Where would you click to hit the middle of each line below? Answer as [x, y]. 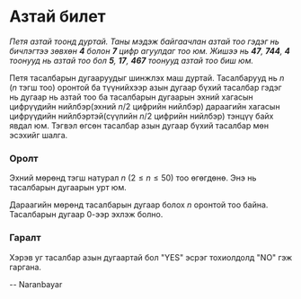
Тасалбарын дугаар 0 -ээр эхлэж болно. [86, 215]
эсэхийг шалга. [39, 135]
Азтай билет [58, 17]
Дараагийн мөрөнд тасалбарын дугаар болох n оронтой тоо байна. [139, 205]
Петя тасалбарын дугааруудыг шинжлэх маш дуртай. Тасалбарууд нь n [147, 77]
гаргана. [26, 267]
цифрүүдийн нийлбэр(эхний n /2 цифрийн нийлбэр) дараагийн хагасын [145, 106]
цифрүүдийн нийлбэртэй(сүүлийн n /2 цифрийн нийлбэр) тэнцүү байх [142, 116]
